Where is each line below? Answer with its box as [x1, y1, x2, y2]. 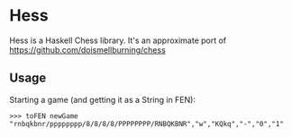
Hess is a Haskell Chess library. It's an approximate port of [9, 35, 227, 46]
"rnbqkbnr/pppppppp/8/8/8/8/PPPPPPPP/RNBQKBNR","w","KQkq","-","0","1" [9, 119, 284, 128]
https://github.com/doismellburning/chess [9, 44, 167, 55]
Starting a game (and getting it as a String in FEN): [9, 94, 196, 105]
